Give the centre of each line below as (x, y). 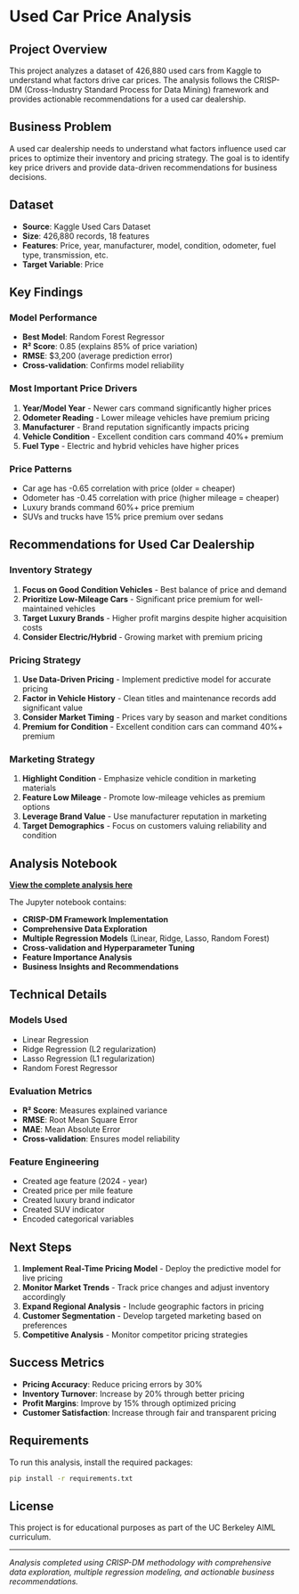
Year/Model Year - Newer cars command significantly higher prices (146, 408)
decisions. (28, 176)
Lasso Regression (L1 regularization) (89, 1059)
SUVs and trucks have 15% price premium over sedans (123, 516)
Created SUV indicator (63, 1210)
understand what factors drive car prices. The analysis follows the (130, 80)
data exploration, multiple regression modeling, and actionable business (142, 1572)
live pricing (42, 1278)
